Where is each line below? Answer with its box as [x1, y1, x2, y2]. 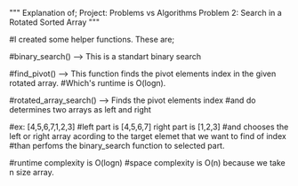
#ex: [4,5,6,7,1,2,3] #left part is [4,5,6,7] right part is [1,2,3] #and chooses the [9, 121, 289, 132]
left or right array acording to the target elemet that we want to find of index [9, 131, 286, 141]
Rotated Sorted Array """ [9, 17, 101, 27]
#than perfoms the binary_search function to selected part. [9, 141, 225, 151]
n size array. [9, 167, 55, 177]
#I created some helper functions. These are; [9, 35, 175, 44]
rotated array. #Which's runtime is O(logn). [9, 78, 166, 88]
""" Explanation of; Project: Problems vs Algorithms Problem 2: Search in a [9, 8, 282, 18]
